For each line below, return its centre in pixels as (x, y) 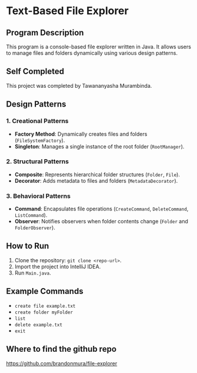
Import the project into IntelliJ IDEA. (58, 266)
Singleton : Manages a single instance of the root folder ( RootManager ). (99, 146)
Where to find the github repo (61, 349)
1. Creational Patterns (37, 121)
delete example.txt (39, 325)
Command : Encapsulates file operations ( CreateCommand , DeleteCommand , (101, 209)
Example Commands (45, 291)
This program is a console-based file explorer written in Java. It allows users (98, 47)
